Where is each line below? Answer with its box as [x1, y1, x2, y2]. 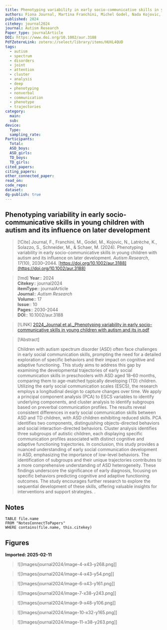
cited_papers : [5, 164, 35, 169]
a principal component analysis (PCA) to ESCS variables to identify [17, 394, 154, 400]
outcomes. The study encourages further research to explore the [17, 478, 151, 484]
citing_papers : [5, 169, 37, 174]
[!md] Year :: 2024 [17, 275, 54, 281]
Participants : [5, 137, 35, 142]
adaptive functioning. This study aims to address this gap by [17, 362, 141, 368]
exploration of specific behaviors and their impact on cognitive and [17, 357, 155, 363]
